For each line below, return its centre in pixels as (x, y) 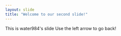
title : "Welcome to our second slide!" (47, 14)
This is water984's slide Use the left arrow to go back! (61, 28)
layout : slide (20, 10)
